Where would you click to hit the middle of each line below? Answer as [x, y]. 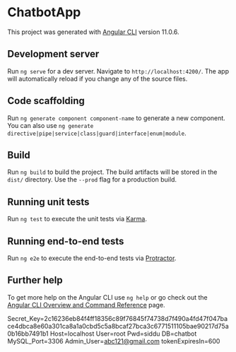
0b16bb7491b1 [28, 334]
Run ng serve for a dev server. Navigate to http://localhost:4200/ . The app [118, 71]
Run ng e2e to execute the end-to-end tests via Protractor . [92, 258]
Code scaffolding [46, 101]
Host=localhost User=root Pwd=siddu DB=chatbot [123, 334]
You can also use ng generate [51, 125]
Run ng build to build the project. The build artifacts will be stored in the [112, 172]
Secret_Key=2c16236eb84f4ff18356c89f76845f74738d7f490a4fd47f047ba [118, 318]
